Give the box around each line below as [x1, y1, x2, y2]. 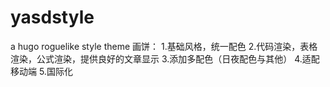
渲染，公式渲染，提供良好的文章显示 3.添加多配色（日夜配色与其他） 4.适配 [10, 52, 320, 65]
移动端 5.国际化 [10, 65, 73, 77]
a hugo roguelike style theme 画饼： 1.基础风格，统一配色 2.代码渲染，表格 [10, 40, 318, 52]
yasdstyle [10, 6, 95, 29]
